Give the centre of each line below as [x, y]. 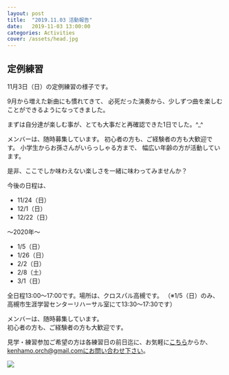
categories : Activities [41, 33]
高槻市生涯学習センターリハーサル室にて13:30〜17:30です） [92, 304]
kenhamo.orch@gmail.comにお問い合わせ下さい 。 [78, 350]
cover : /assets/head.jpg [43, 39]
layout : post [26, 13]
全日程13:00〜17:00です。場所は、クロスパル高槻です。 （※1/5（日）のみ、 [113, 295]
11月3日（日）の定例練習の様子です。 [59, 86]
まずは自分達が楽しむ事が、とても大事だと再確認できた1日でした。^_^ [105, 124]
